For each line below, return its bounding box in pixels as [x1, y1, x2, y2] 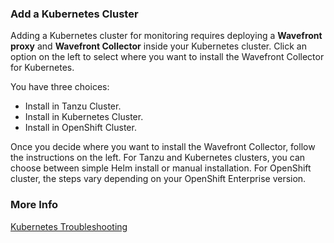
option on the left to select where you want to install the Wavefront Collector [10, 51, 325, 63]
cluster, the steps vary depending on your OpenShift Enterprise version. [10, 173, 307, 185]
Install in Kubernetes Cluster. [24, 111, 144, 123]
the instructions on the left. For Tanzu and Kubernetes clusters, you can [10, 152, 306, 164]
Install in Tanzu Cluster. [24, 100, 122, 112]
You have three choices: [10, 81, 110, 93]
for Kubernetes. [10, 62, 75, 74]
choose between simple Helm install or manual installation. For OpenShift [10, 162, 312, 174]
